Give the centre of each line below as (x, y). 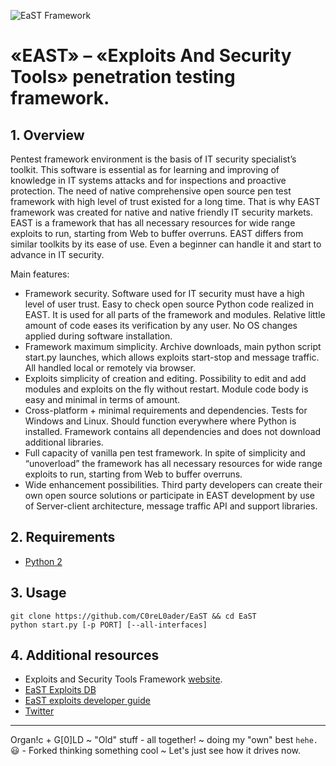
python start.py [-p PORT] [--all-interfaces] (109, 625)
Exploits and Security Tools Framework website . (123, 679)
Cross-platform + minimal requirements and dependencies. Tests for (166, 410)
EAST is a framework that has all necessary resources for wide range (153, 223)
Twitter (39, 711)
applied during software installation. (98, 336)
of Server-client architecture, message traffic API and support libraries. (171, 506)
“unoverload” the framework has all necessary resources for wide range (173, 463)
